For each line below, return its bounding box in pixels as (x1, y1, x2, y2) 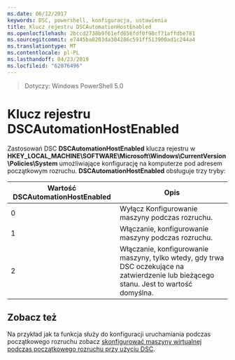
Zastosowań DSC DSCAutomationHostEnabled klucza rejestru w (7, 144, 196, 153)
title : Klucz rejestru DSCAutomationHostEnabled (7, 23, 152, 30)
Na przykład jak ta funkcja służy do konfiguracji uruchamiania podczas (7, 330, 211, 338)
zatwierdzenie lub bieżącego (120, 270, 215, 280)
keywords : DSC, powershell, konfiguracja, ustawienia (7, 17, 168, 24)
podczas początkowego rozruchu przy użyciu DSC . (7, 345, 155, 354)
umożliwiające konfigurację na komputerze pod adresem (59, 159, 222, 167)
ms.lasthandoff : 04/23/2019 (7, 56, 90, 63)
